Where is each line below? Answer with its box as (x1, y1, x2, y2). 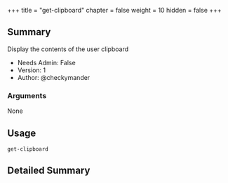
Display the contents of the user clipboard (7, 45, 129, 53)
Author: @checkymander (17, 73, 90, 81)
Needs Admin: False (17, 58, 76, 67)
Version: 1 (17, 66, 46, 74)
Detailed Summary (7, 165, 90, 177)
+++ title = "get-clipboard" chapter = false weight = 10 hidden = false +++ (7, 6, 222, 14)
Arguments (7, 90, 47, 100)
